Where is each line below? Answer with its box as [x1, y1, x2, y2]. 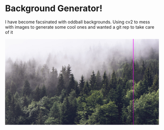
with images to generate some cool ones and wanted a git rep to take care [5, 24, 155, 30]
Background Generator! [5, 3, 102, 14]
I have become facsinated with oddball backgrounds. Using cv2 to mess [5, 19, 150, 25]
